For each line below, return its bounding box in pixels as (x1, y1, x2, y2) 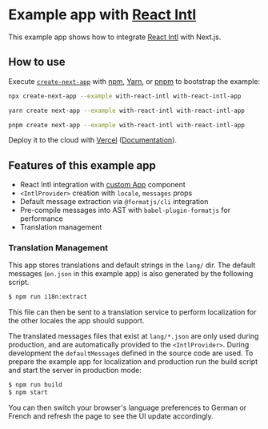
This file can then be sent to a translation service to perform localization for (8, 307, 257, 317)
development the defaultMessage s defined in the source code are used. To (8, 348, 254, 358)
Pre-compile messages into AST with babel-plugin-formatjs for (19, 206, 230, 215)
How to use (8, 55, 66, 69)
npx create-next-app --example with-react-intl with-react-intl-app (8, 92, 242, 100)
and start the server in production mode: (8, 366, 142, 375)
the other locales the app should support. (8, 316, 145, 326)
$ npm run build (8, 381, 62, 389)
